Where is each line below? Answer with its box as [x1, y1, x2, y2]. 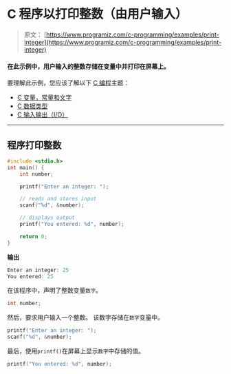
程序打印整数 [7, 139, 62, 151]
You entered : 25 [7, 273, 54, 280]
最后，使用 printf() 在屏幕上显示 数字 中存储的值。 [7, 347, 145, 355]
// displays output [19, 214, 76, 221]
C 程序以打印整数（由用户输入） [7, 6, 188, 22]
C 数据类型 [16, 102, 48, 110]
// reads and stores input [19, 196, 97, 202]
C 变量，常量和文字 [16, 94, 72, 102]
